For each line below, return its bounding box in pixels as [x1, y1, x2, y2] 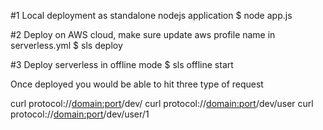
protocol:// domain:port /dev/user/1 [10, 108, 150, 120]
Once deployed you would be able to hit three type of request [10, 78, 264, 90]
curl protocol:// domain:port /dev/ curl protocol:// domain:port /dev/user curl [10, 98, 314, 109]
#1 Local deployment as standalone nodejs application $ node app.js [10, 10, 293, 21]
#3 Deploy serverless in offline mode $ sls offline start [10, 59, 234, 70]
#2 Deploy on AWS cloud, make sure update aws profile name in [10, 29, 276, 40]
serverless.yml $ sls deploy [10, 40, 123, 51]
